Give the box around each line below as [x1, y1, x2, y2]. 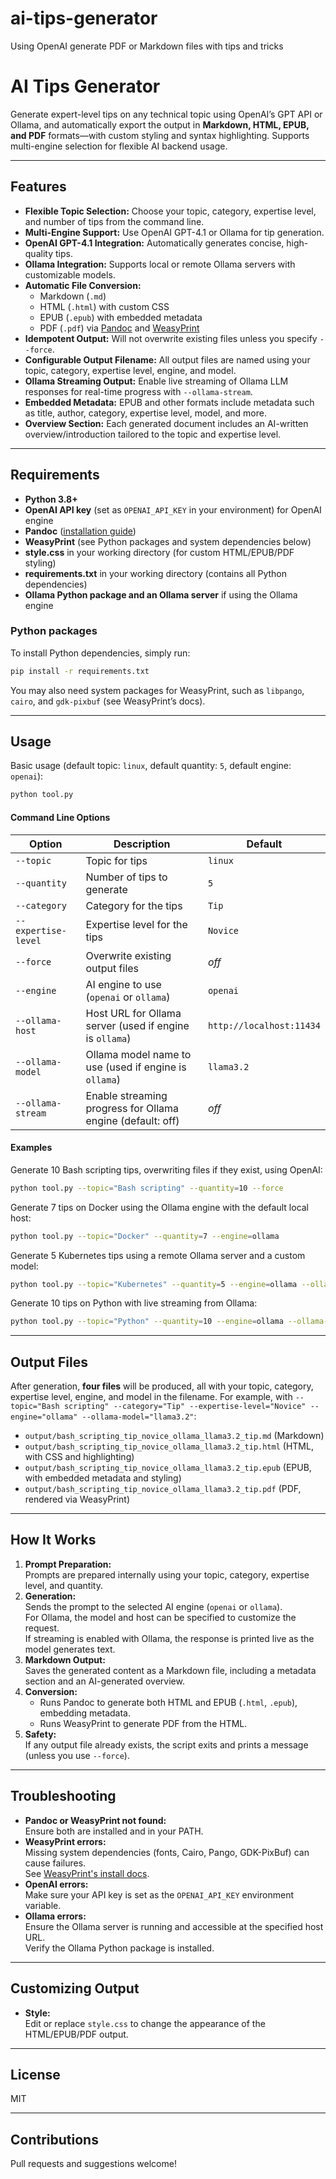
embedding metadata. [39, 1707, 131, 1719]
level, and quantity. [24, 1579, 103, 1591]
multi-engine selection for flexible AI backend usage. [10, 140, 228, 152]
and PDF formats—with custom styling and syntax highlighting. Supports [10, 129, 310, 141]
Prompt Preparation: [24, 1558, 112, 1570]
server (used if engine [85, 1018, 190, 1032]
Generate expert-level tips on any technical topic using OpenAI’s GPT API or [10, 108, 323, 120]
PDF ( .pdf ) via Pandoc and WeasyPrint [39, 322, 200, 334]
